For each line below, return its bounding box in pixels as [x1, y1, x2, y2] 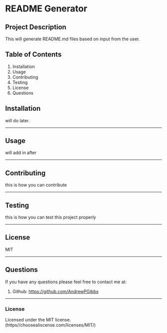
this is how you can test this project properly [5, 214, 96, 220]
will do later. [5, 117, 30, 123]
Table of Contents [5, 50, 62, 59]
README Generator [5, 3, 87, 14]
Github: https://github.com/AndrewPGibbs [12, 288, 99, 294]
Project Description [5, 23, 67, 31]
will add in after [5, 150, 37, 156]
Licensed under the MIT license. [5, 317, 71, 323]
